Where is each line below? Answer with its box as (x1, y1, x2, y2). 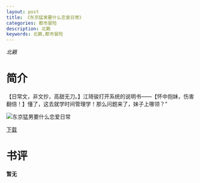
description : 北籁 (6, 25, 51, 32)
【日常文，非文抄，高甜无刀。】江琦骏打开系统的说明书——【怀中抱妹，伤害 (6, 93, 195, 100)
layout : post (6, 8, 39, 15)
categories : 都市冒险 (6, 20, 57, 26)
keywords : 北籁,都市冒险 (6, 31, 63, 37)
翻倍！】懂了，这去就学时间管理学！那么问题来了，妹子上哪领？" (6, 101, 168, 108)
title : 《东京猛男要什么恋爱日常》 (6, 14, 84, 20)
